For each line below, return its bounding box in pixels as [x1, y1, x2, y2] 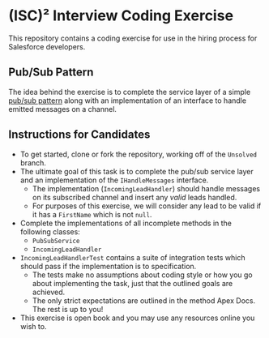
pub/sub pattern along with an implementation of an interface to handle [8, 96, 247, 105]
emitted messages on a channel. [8, 104, 117, 113]
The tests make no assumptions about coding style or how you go [32, 270, 253, 280]
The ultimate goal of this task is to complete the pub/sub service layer [19, 166, 254, 176]
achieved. [32, 287, 66, 297]
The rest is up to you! [32, 304, 104, 314]
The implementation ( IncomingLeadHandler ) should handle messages [32, 183, 261, 193]
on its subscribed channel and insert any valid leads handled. [32, 192, 237, 202]
